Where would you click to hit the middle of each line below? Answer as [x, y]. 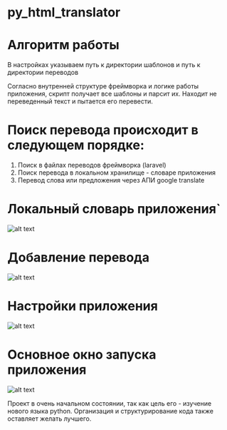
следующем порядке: [76, 145]
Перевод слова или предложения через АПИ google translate [111, 180]
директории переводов [43, 73]
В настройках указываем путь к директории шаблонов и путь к [104, 65]
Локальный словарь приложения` [114, 209]
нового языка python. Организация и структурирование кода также [110, 411]
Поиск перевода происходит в [103, 130]
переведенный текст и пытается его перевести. [80, 101]
